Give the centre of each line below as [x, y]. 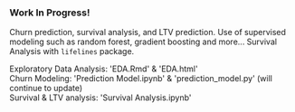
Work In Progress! [50, 13]
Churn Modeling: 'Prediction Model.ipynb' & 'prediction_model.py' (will [141, 79]
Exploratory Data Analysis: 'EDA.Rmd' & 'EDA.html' [104, 69]
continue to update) [46, 89]
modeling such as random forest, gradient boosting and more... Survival [143, 42]
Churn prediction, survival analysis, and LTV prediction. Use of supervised [148, 33]
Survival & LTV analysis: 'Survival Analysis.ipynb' [100, 98]
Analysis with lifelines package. [72, 51]
